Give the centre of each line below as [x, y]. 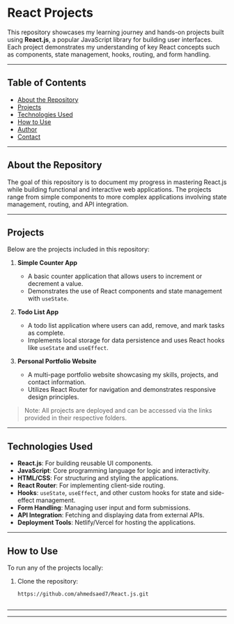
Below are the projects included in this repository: [78, 250]
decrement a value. [55, 284]
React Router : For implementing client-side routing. [91, 485]
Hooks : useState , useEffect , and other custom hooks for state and [112, 493]
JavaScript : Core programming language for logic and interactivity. [114, 471]
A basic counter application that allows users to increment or [115, 276]
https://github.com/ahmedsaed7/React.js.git [83, 594]
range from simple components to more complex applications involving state [117, 197]
